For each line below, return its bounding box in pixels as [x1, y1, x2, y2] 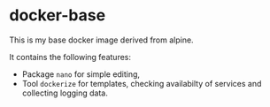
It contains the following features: [9, 51, 131, 62]
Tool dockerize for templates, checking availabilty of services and [21, 78, 262, 88]
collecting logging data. [21, 88, 109, 98]
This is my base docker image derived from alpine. [9, 34, 194, 45]
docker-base [9, 5, 106, 26]
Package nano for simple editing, [21, 68, 140, 80]
